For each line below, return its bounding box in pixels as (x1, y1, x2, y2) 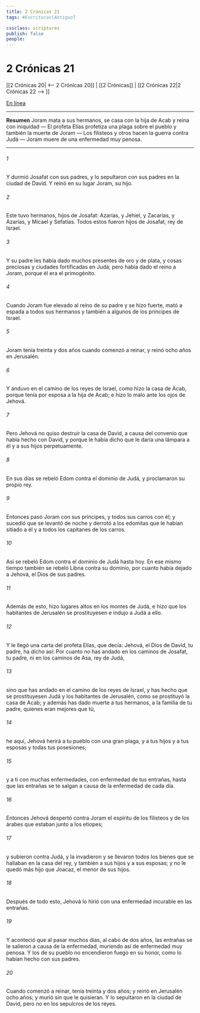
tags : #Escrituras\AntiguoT (6, 14, 76, 20)
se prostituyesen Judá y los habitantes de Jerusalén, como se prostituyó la (6, 692, 190, 700)
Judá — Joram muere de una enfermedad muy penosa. (6, 136, 142, 143)
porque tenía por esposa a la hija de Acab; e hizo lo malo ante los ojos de (6, 392, 186, 399)
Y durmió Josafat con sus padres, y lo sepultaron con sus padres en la (6, 174, 180, 181)
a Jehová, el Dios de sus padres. (6, 571, 86, 578)
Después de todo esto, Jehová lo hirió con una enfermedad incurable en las (6, 898, 192, 905)
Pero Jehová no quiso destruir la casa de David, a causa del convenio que (6, 430, 188, 437)
